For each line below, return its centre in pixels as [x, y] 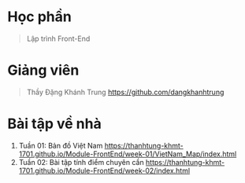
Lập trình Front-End [58, 38]
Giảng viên [43, 70]
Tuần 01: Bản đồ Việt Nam [61, 145]
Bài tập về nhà [54, 124]
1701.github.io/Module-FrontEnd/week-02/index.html [104, 170]
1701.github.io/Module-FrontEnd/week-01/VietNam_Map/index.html [128, 154]
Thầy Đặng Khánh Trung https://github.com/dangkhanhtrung [125, 92]
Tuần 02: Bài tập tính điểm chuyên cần [81, 162]
